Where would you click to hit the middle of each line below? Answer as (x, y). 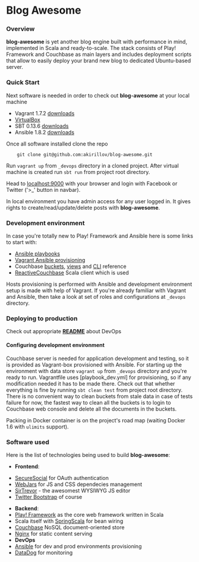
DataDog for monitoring (44, 552)
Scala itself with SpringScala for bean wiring (69, 521)
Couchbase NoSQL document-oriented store (70, 527)
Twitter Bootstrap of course (48, 497)
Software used (28, 442)
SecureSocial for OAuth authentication (61, 478)
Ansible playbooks (37, 254)
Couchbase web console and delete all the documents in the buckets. (91, 409)
